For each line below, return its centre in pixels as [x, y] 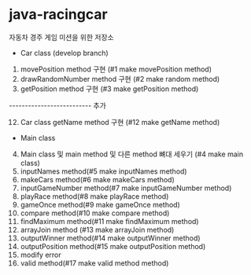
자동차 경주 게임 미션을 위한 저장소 [61, 37]
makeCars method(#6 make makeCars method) [98, 179]
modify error [41, 255]
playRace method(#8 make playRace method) [94, 196]
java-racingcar [59, 15]
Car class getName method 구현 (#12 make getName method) [120, 122]
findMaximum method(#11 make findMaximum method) [109, 221]
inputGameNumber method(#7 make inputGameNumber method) [126, 188]
